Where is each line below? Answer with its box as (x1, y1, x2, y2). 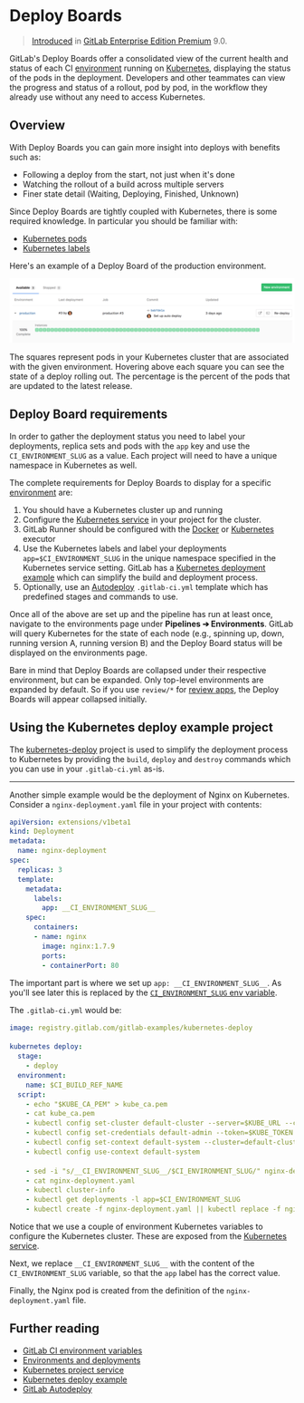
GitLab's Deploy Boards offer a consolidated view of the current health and (9, 53, 289, 63)
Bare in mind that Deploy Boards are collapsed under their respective (9, 664, 267, 675)
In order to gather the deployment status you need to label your (9, 431, 246, 441)
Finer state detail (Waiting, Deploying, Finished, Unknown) (22, 188, 240, 199)
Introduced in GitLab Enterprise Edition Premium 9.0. (31, 35, 228, 46)
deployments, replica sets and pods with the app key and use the (9, 440, 251, 451)
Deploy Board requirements (9, 407, 168, 422)
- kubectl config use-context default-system (25, 1147, 201, 1156)
